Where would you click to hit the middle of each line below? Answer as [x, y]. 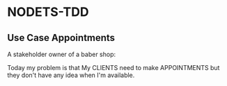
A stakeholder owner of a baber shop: [62, 54]
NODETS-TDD [48, 12]
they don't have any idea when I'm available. [71, 75]
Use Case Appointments [61, 38]
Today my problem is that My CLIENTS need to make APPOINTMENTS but [113, 68]
